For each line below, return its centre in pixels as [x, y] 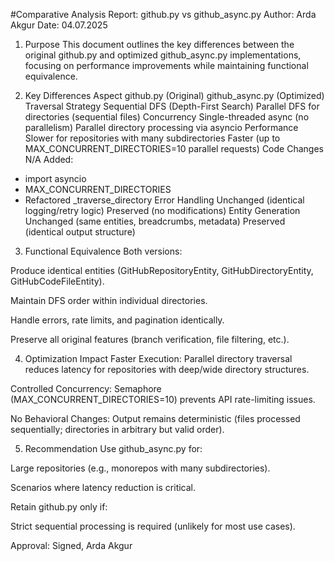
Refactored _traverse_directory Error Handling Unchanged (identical [164, 200]
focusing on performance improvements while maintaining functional [166, 65]
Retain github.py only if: [59, 507]
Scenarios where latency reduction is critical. [103, 487]
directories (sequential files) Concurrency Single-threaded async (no [167, 117]
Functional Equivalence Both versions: [103, 251]
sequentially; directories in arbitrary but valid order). [117, 429]
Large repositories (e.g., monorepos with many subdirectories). [140, 468]
